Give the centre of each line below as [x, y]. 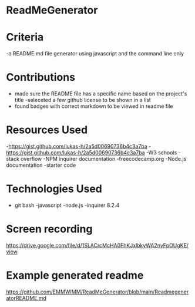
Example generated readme [75, 275]
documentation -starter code [41, 165]
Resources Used [47, 130]
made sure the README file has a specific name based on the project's [101, 94]
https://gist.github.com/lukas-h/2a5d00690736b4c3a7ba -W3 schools [92, 153]
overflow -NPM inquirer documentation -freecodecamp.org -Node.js [103, 159]
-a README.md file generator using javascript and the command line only [95, 54]
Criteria [25, 37]
